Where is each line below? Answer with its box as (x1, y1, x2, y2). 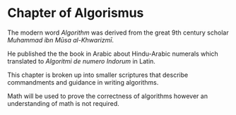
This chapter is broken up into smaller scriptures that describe (7, 71, 189, 79)
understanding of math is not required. (7, 99, 120, 107)
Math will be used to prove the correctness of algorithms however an (7, 92, 208, 100)
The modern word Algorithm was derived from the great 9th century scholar (7, 28, 229, 37)
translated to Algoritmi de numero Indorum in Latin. (7, 56, 155, 65)
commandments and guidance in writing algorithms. (7, 78, 159, 86)
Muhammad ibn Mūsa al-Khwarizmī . (7, 35, 114, 44)
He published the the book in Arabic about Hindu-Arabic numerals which (7, 49, 219, 58)
